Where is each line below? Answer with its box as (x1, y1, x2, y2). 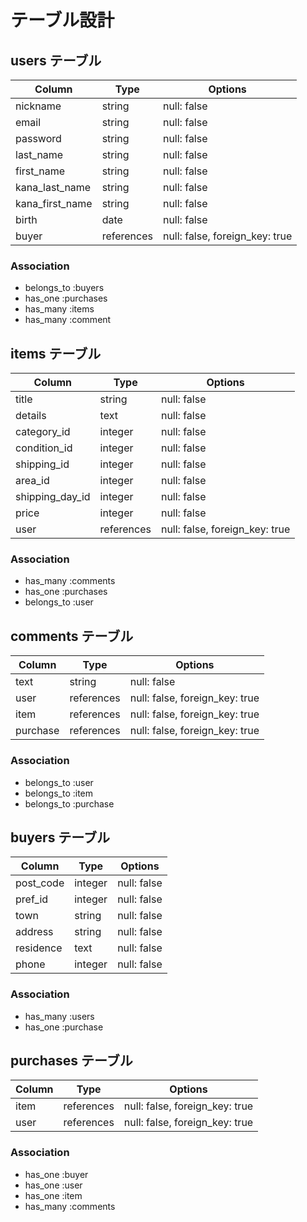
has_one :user (24, 1179, 83, 1191)
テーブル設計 (10, 9, 115, 32)
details (15, 409, 47, 423)
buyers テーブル (10, 829, 111, 846)
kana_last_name (15, 181, 92, 194)
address (15, 925, 54, 939)
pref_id (15, 892, 49, 906)
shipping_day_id (15, 490, 91, 504)
